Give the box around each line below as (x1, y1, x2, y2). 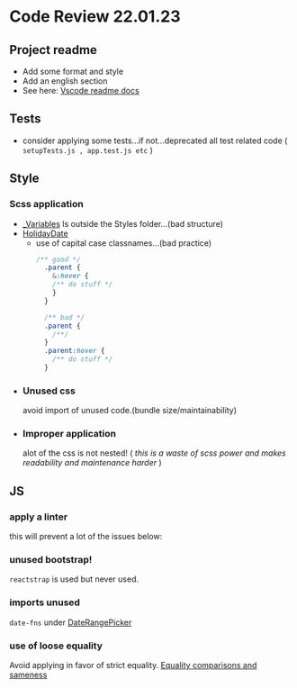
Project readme (9, 42, 97, 58)
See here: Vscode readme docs (22, 86, 139, 95)
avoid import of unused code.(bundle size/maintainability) (22, 405, 237, 416)
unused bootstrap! (9, 554, 93, 566)
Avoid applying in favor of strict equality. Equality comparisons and (9, 660, 257, 671)
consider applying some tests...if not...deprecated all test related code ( (22, 135, 288, 146)
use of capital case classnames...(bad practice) (35, 237, 212, 249)
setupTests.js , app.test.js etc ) (22, 144, 153, 155)
